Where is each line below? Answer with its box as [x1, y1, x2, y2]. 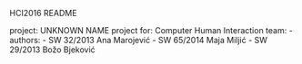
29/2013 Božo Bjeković [9, 44, 96, 55]
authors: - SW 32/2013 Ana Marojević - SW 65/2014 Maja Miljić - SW [9, 35, 268, 45]
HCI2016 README [9, 8, 77, 18]
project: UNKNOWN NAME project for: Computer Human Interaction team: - [9, 25, 293, 35]
